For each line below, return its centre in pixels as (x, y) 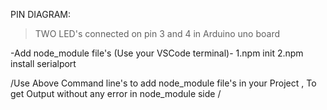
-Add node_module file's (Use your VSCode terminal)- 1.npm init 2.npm (157, 53)
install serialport (43, 63)
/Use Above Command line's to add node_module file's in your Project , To (163, 83)
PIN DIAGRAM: (41, 14)
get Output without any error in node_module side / (116, 93)
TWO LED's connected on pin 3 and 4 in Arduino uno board (157, 33)
